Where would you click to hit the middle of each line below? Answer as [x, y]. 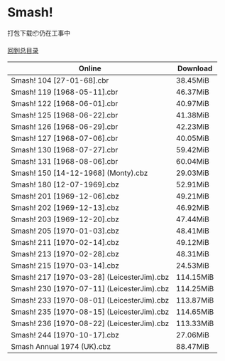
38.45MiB [193, 80]
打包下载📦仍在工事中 [39, 33]
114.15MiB [195, 277]
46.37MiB [193, 92]
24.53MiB [193, 266]
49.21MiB [193, 196]
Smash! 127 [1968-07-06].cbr [65, 138]
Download [195, 68]
